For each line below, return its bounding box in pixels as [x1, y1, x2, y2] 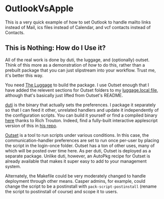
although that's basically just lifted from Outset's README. [5, 92, 123, 98]
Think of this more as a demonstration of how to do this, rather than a [5, 62, 145, 68]
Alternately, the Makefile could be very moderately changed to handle [5, 173, 146, 179]
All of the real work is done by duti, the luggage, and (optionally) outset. [5, 57, 150, 63]
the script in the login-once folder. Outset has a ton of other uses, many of [5, 143, 155, 149]
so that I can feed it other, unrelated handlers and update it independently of [5, 107, 159, 113]
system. [5, 163, 21, 169]
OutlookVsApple [5, 3, 74, 14]
